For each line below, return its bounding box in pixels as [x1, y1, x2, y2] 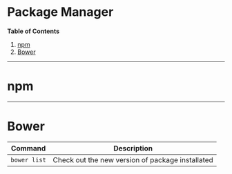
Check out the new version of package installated [52, 155, 214, 164]
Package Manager [7, 4, 114, 20]
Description [113, 143, 153, 153]
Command [10, 143, 46, 153]
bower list [10, 156, 46, 164]
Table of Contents [7, 27, 60, 35]
